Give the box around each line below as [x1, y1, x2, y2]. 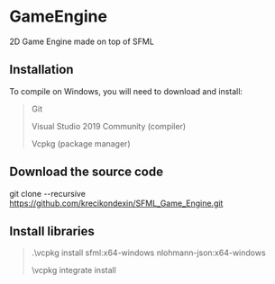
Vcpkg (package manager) [31, 138, 131, 149]
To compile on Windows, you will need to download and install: [9, 85, 243, 96]
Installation [9, 62, 74, 77]
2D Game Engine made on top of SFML [9, 36, 155, 47]
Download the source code [9, 164, 164, 180]
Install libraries [9, 223, 95, 239]
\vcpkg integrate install [31, 265, 117, 276]
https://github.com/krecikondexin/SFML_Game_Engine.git [9, 198, 224, 209]
